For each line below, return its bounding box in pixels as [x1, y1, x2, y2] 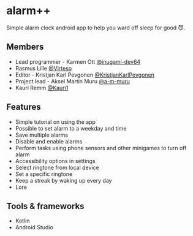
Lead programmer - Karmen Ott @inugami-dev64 [15, 58, 141, 65]
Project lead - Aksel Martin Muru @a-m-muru [15, 77, 131, 85]
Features [6, 102, 41, 112]
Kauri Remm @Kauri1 [15, 84, 69, 91]
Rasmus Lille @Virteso [15, 64, 72, 72]
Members [6, 42, 44, 52]
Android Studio [15, 224, 53, 231]
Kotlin [15, 217, 30, 224]
